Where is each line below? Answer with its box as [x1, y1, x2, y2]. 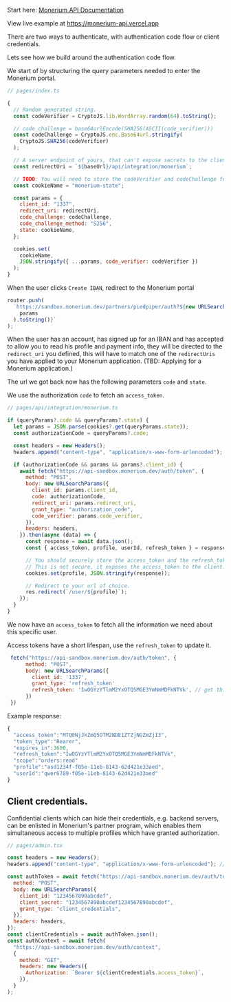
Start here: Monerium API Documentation [7, 6, 124, 14]
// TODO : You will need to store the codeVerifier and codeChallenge [13, 175, 217, 182]
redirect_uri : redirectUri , [19, 207, 100, 215]
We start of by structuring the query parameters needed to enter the [7, 67, 201, 75]
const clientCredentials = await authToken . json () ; [7, 931, 158, 938]
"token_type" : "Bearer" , [13, 738, 81, 745]
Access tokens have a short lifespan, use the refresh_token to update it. [7, 641, 212, 649]
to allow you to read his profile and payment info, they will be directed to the [7, 342, 223, 351]
